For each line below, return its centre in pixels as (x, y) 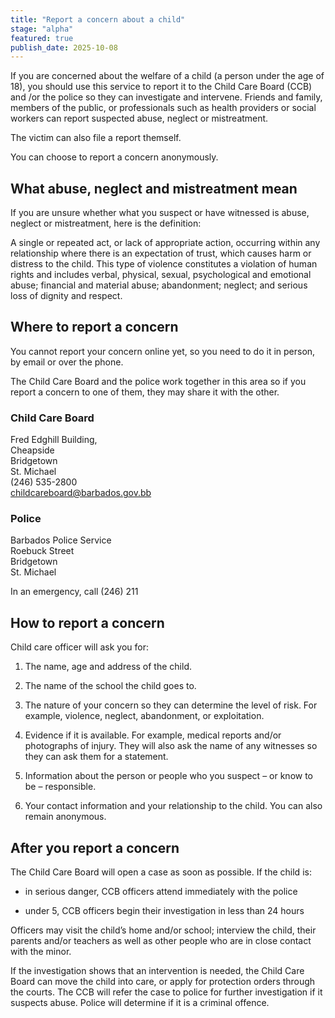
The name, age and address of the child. (108, 667)
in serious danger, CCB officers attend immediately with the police (161, 892)
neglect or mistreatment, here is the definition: (106, 223)
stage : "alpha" (42, 29)
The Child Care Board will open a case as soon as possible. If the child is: (161, 872)
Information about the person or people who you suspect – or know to (169, 776)
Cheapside (32, 450)
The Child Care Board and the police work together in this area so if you (158, 381)
